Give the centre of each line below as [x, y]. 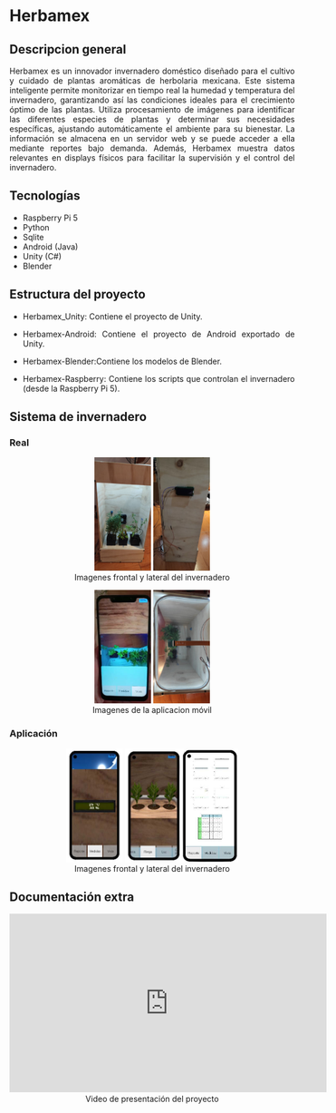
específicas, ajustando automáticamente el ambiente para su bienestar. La [152, 129]
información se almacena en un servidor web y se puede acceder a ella [152, 138]
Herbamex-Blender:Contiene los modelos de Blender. [122, 361]
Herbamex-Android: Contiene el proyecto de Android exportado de [158, 334]
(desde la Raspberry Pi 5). [71, 388]
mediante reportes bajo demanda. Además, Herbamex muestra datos [152, 148]
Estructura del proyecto [78, 294]
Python [36, 227]
